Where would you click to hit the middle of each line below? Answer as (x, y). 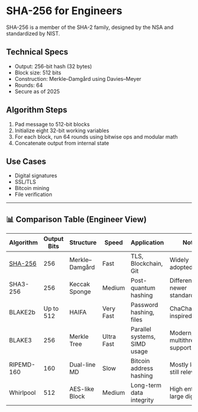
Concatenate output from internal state (62, 143)
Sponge (80, 292)
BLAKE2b (22, 312)
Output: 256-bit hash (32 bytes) (53, 66)
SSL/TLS (25, 182)
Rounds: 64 (29, 85)
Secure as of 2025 (37, 91)
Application (147, 243)
